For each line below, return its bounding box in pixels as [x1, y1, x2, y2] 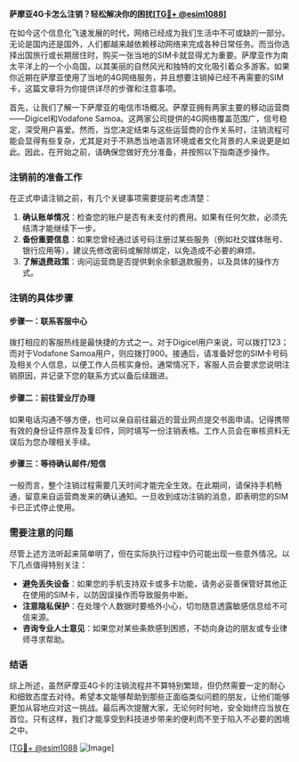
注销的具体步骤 [9, 292, 74, 304]
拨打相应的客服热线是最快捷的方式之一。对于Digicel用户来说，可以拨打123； [9, 337, 289, 348]
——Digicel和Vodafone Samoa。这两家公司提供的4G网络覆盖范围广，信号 [9, 113, 280, 124]
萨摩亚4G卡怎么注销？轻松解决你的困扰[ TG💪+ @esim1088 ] [9, 9, 227, 19]
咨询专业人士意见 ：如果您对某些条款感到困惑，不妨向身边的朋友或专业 [21, 623, 280, 634]
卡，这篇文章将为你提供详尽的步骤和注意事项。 [9, 84, 181, 93]
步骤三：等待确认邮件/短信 [9, 458, 107, 469]
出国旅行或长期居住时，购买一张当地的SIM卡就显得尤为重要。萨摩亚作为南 [16, 50, 289, 61]
